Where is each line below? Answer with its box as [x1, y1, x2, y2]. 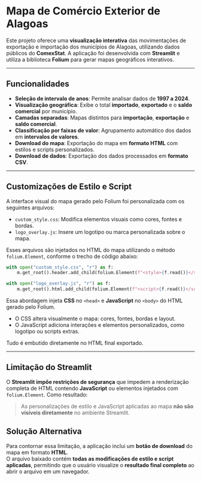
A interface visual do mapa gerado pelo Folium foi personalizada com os [6, 197, 185, 205]
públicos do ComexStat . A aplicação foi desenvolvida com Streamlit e [6, 49, 180, 56]
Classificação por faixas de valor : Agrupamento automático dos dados [14, 127, 191, 134]
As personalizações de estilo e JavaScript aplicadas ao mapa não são [20, 402, 194, 410]
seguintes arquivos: [6, 204, 55, 211]
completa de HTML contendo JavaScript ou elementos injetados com [6, 384, 178, 392]
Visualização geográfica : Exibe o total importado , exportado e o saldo [14, 101, 193, 109]
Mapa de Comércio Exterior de [6, 4, 160, 18]
